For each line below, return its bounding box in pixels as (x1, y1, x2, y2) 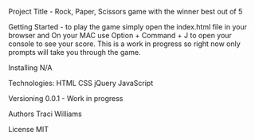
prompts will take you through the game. (8, 48, 141, 56)
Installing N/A (8, 63, 53, 72)
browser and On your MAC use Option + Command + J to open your (8, 31, 233, 40)
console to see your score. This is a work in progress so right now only (8, 39, 241, 49)
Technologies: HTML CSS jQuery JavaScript (8, 79, 154, 87)
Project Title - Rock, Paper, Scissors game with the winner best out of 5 (8, 7, 243, 16)
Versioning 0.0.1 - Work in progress (8, 94, 124, 103)
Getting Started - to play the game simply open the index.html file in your (8, 22, 247, 31)
